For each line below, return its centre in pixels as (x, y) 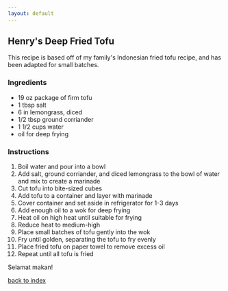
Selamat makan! (30, 267)
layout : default (31, 13)
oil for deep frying (43, 134)
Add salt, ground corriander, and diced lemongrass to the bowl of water (119, 174)
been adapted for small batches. (53, 65)
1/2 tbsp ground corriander (55, 119)
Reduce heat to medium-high (59, 225)
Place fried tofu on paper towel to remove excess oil (91, 246)
